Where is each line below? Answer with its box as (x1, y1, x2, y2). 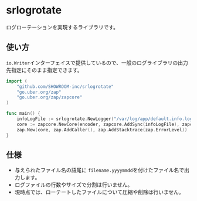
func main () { (6, 111, 41, 117)
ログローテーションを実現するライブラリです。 (6, 23, 119, 30)
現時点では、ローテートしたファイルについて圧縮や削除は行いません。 (14, 189, 184, 196)
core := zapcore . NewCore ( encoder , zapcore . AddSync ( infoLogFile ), (16, 121, 180, 127)
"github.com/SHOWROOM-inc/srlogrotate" (16, 83, 114, 90)
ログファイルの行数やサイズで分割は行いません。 (14, 181, 133, 188)
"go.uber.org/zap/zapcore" (16, 94, 83, 100)
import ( (6, 78, 28, 84)
